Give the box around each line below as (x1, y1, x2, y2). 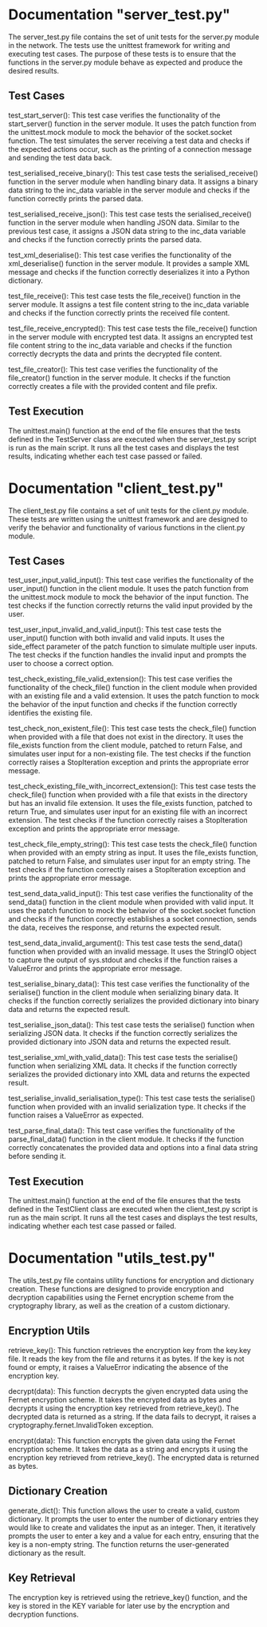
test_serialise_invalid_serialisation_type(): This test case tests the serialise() (8, 1093, 256, 1103)
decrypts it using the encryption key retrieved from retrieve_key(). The (8, 1403, 239, 1413)
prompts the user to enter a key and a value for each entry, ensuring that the (8, 1531, 259, 1541)
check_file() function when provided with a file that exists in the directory (8, 790, 249, 800)
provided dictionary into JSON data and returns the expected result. (8, 1037, 231, 1047)
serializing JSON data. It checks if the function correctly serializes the (8, 1029, 238, 1038)
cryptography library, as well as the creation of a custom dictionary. (8, 1301, 230, 1311)
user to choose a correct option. (8, 659, 114, 669)
